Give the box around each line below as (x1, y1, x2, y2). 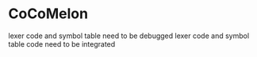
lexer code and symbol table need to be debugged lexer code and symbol (8, 31, 250, 40)
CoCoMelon (8, 5, 89, 23)
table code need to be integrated (8, 39, 116, 48)
